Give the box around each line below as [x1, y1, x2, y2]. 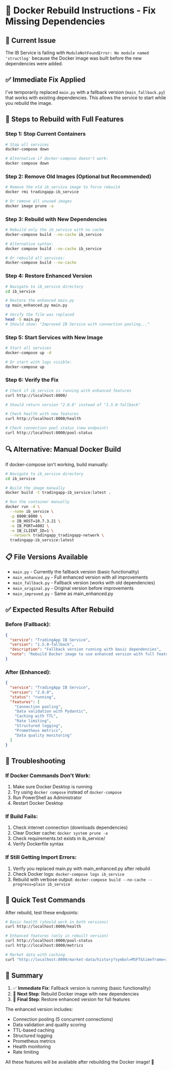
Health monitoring [12, 1043, 51, 1049]
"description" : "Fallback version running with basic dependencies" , [10, 647, 161, 652]
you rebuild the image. [5, 100, 53, 106]
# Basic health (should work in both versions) [5, 919, 109, 925]
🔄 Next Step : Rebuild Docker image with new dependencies [12, 990, 139, 997]
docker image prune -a [5, 203, 54, 209]
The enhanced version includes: [5, 1006, 73, 1012]
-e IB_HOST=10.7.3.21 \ [10, 519, 60, 524]
